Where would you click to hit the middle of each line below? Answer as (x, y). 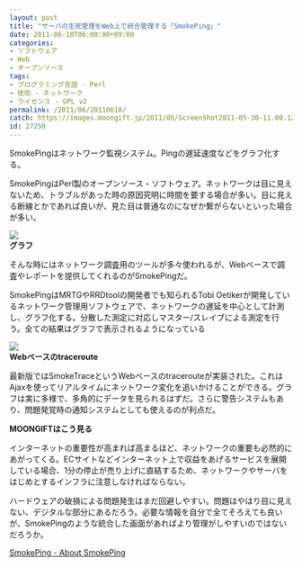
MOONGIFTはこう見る (51, 429)
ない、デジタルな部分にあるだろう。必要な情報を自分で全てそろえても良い (146, 512)
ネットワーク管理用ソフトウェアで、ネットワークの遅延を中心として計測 (151, 306)
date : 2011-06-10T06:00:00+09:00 (72, 34)
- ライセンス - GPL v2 (48, 101)
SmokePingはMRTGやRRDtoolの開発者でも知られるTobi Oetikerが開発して (146, 295)
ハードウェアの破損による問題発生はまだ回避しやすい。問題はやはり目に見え (151, 501)
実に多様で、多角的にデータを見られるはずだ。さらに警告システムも (151, 398)
